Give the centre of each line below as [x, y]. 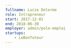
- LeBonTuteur [29, 38]
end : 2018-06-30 [22, 24]
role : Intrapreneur [25, 14]
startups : [15, 33]
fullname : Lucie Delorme [31, 10]
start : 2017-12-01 [24, 19]
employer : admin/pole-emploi [35, 28]
